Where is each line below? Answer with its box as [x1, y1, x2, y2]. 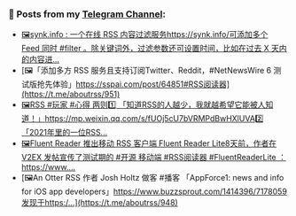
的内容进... [20, 54, 59, 65]
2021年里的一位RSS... [28, 127, 108, 138]
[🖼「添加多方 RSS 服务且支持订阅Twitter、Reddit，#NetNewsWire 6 [20, 66, 272, 76]
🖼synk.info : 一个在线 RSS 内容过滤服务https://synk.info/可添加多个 [20, 29, 269, 40]
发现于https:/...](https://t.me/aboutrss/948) [20, 197, 178, 208]
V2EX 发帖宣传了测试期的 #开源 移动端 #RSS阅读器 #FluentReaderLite [20, 152, 277, 163]
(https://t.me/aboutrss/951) [20, 89, 121, 100]
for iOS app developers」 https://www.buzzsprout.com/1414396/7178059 [20, 186, 287, 197]
